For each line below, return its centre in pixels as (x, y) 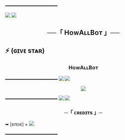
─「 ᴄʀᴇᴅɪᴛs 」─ (83, 112)
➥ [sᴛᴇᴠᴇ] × (17, 124)
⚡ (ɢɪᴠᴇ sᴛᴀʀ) (25, 50)
